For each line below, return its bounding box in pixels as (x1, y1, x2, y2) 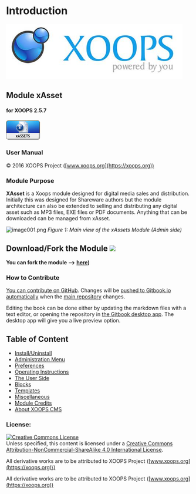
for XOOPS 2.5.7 (6, 107, 47, 114)
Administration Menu (14, 356, 66, 363)
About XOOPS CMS (14, 406, 62, 413)
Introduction (6, 4, 68, 18)
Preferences (14, 362, 45, 369)
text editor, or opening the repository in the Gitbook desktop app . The (6, 311, 174, 318)
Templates (14, 387, 40, 394)
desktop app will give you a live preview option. (6, 317, 121, 324)
